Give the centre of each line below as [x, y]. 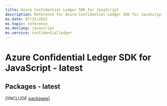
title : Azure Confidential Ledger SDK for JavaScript [62, 10]
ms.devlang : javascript [30, 28]
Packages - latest [33, 86]
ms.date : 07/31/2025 [27, 19]
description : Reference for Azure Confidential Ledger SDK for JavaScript [84, 14]
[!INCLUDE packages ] [28, 98]
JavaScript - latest [44, 68]
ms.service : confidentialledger [39, 33]
